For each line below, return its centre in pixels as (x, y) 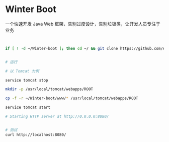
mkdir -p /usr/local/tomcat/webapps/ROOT (49, 89)
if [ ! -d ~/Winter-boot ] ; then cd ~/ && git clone (62, 48)
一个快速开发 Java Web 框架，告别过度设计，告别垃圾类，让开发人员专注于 (83, 24)
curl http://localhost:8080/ (36, 134)
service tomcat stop (27, 80)
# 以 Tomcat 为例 (22, 71)
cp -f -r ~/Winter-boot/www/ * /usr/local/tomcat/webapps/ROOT (72, 98)
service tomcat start (28, 108)
